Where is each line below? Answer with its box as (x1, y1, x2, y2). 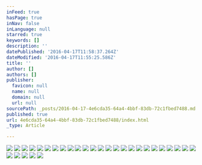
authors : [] (6, 71, 37, 78)
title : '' (6, 60, 32, 66)
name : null (12, 89, 40, 95)
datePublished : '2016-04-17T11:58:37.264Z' (6, 49, 119, 55)
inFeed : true (6, 9, 40, 15)
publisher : (6, 77, 34, 83)
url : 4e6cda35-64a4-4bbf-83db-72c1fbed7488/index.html (6, 117, 149, 123)
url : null (12, 100, 37, 106)
